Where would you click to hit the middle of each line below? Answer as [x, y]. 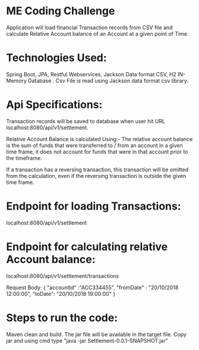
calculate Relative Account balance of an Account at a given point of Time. [97, 33]
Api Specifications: [54, 105]
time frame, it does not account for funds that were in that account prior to [97, 151]
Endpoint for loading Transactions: [94, 206]
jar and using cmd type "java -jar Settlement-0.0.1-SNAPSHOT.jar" [87, 340]
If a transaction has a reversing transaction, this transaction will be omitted [97, 169]
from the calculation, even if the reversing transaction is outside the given [96, 176]
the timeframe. [24, 158]
